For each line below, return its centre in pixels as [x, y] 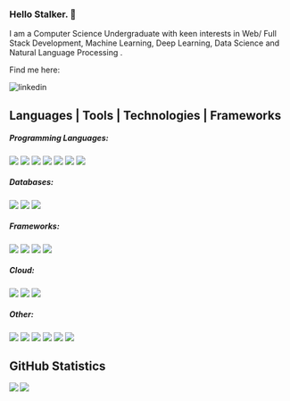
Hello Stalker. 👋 [43, 14]
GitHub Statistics [58, 366]
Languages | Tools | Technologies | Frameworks [145, 115]
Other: [21, 314]
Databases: [32, 182]
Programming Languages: [59, 138]
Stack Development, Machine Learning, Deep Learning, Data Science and [145, 43]
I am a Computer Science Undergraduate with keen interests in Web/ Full [143, 34]
